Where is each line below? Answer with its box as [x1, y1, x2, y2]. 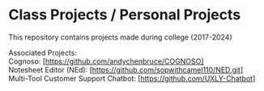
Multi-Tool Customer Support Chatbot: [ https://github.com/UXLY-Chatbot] [8, 73, 256, 83]
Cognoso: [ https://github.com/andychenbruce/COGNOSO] [8, 56, 204, 66]
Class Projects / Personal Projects [8, 6, 241, 24]
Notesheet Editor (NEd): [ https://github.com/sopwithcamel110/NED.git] [8, 64, 244, 74]
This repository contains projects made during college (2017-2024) [8, 32, 232, 42]
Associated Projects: [8, 48, 77, 57]
